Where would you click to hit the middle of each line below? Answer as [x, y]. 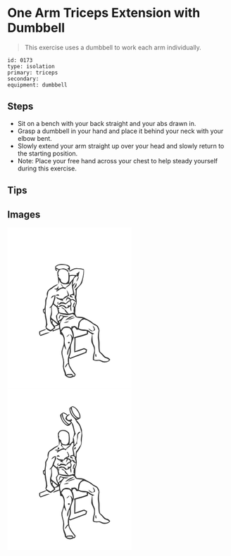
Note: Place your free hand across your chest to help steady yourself [118, 160]
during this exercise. [47, 168]
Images [24, 214]
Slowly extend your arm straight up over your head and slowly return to [121, 146]
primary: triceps [33, 72]
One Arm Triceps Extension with [104, 13]
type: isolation [31, 66]
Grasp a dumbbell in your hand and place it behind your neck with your [120, 131]
